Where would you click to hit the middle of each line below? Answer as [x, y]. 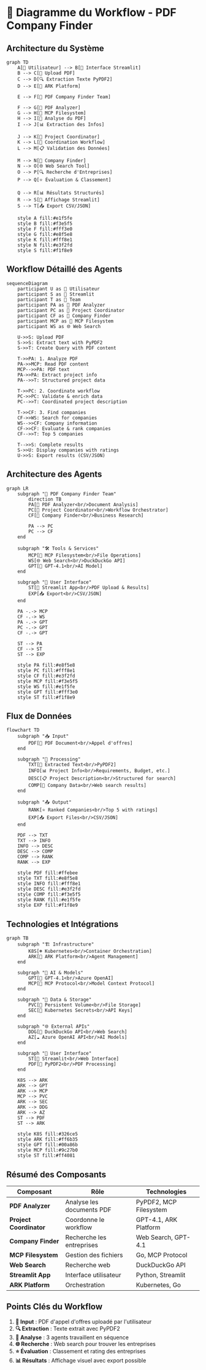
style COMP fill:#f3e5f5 [49, 894]
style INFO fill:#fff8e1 [49, 884]
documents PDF [88, 1210]
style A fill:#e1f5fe [45, 218]
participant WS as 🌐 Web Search [59, 326]
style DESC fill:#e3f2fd [49, 889]
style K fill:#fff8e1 [45, 240]
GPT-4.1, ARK [157, 1220]
